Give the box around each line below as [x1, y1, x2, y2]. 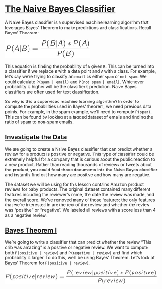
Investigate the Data [5, 133, 67, 141]
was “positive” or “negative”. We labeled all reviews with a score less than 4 [5, 207, 156, 213]
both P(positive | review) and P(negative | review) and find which [5, 249, 143, 255]
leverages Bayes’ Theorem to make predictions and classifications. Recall [5, 24, 151, 30]
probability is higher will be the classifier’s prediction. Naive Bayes [5, 84, 137, 89]
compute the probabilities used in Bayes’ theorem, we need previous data [5, 103, 152, 109]
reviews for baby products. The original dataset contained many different [5, 186, 151, 192]
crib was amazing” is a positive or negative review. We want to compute [5, 244, 148, 250]
